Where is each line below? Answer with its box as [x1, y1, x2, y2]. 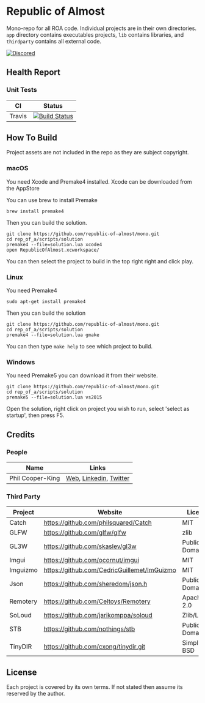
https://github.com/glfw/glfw [43, 528, 126, 537]
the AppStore [6, 184, 40, 192]
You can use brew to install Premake [6, 196, 98, 203]
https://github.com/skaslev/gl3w [43, 542, 137, 551]
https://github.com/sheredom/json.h [43, 580, 148, 588]
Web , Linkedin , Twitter [66, 474, 130, 483]
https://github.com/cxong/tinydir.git [43, 642, 146, 651]
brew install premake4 [6, 208, 64, 214]
